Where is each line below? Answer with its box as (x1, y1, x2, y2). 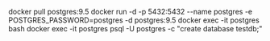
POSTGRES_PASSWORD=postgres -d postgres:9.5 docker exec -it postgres (8, 15, 260, 25)
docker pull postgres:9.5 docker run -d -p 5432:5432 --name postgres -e (8, 7, 252, 16)
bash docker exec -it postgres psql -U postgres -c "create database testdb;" (8, 24, 263, 33)
